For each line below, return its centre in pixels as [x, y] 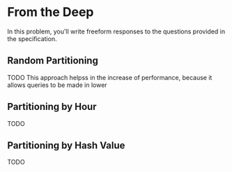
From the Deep [51, 12]
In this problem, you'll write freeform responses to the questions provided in [116, 31]
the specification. [32, 38]
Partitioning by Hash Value [66, 145]
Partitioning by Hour [52, 107]
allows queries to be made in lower [57, 85]
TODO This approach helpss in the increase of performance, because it [110, 77]
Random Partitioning [53, 61]
